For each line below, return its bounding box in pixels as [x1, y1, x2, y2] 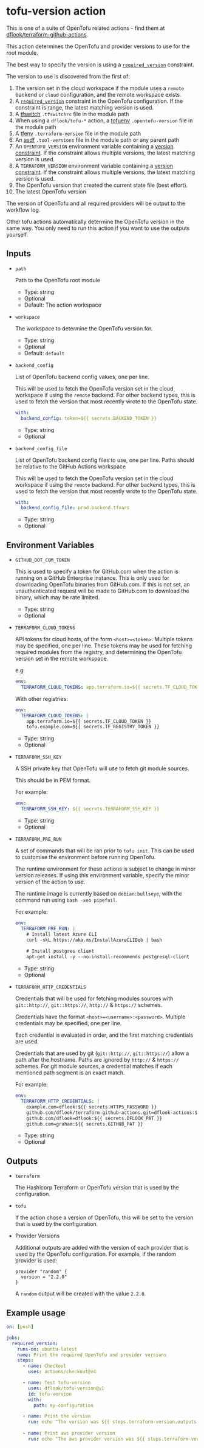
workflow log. [6, 206, 41, 214]
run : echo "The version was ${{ [28, 1419, 110, 1425]
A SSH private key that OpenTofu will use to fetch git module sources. [15, 765, 189, 772]
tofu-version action [6, 4, 106, 18]
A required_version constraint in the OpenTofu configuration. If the [15, 97, 183, 105]
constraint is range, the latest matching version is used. [15, 103, 154, 111]
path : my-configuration [33, 1402, 94, 1408]
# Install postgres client [26, 948, 95, 955]
